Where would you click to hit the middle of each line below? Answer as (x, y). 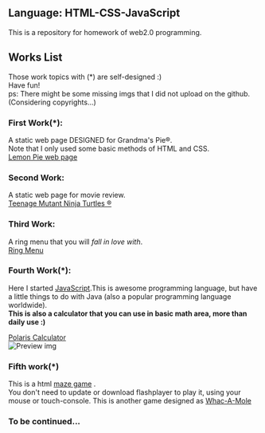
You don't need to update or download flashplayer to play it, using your (125, 392)
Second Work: (37, 177)
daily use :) (27, 321)
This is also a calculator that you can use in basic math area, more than (128, 313)
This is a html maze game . (52, 384)
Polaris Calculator (37, 337)
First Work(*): (36, 123)
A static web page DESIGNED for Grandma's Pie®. (90, 140)
